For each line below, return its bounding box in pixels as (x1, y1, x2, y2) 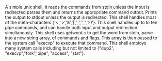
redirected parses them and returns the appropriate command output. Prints (5, 9, 157, 15)
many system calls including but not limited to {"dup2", (5, 46, 115, 51)
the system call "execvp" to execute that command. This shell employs (5, 40, 146, 46)
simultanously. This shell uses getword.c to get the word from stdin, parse (5, 30, 153, 35)
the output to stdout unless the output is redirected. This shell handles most (5, 15, 156, 20)
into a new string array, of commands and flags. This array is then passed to (5, 35, 158, 41)
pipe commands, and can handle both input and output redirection (5, 25, 137, 30)
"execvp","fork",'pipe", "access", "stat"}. (5, 50, 85, 56)
